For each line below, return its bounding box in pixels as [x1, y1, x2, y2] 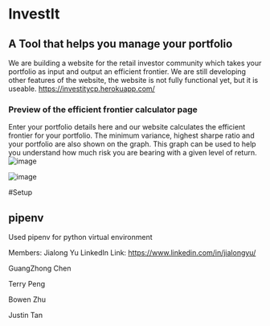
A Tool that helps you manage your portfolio [8, 37, 233, 51]
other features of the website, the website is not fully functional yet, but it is [8, 76, 259, 85]
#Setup [8, 188, 33, 197]
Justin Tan [8, 311, 43, 320]
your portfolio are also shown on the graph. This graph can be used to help [8, 139, 256, 149]
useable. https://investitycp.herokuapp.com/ [8, 84, 155, 93]
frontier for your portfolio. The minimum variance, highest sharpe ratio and [8, 130, 255, 141]
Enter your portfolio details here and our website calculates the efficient [8, 122, 246, 132]
